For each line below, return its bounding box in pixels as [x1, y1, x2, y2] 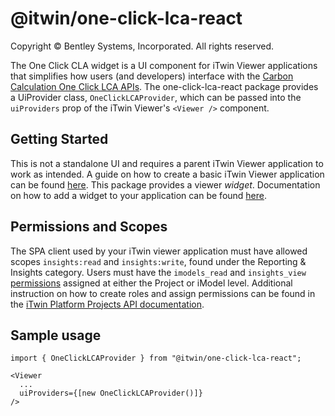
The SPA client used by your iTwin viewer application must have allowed [10, 245, 308, 257]
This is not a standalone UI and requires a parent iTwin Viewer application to [10, 157, 324, 169]
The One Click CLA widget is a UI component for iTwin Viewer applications [10, 59, 318, 71]
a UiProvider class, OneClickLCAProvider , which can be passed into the [10, 91, 302, 103]
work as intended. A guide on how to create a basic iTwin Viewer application [10, 168, 325, 180]
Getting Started [10, 131, 109, 148]
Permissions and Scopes [10, 218, 168, 236]
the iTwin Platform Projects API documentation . [10, 298, 205, 310]
